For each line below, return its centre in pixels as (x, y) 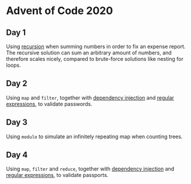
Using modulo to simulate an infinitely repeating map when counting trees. (94, 137)
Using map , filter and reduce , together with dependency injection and (90, 169)
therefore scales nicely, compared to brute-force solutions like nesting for (95, 59)
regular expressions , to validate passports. (57, 175)
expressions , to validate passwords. (49, 104)
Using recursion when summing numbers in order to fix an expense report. (96, 46)
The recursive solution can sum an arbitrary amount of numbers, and (89, 53)
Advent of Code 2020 (60, 11)
